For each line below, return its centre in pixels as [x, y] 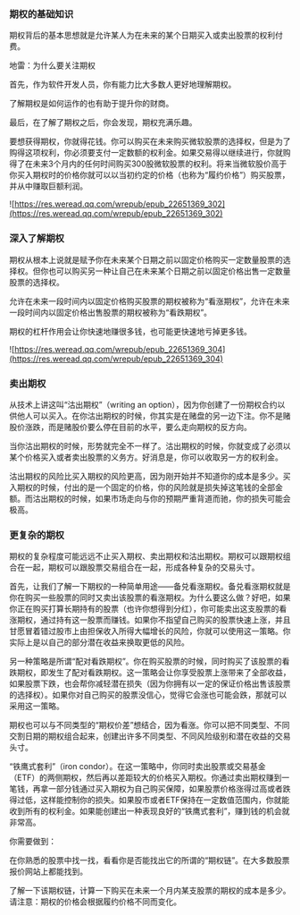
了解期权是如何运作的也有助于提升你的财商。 [92, 104]
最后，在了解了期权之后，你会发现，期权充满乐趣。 [103, 123]
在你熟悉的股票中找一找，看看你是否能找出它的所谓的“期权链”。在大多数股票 [150, 860]
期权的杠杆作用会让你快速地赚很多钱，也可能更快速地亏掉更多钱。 [130, 331]
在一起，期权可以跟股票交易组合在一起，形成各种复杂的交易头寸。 [138, 568]
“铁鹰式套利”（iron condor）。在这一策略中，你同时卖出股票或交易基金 [137, 767]
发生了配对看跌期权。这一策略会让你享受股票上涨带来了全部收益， [169, 673]
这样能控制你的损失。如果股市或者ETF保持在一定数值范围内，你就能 [165, 800]
